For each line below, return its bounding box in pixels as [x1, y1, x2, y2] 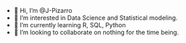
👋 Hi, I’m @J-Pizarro [13, 7, 72, 14]
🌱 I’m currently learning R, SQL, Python [13, 21, 126, 29]
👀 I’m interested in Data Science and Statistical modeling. [13, 14, 178, 22]
